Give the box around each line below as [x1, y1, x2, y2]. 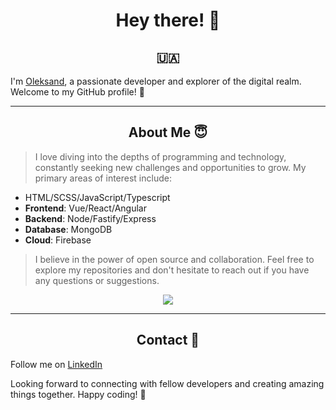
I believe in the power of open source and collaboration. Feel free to [34, 253, 315, 265]
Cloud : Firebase [24, 234, 92, 246]
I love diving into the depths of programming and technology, [34, 150, 287, 163]
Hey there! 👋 [115, 9, 221, 32]
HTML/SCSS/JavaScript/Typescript [24, 191, 171, 203]
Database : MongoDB [24, 223, 113, 235]
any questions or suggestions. [34, 274, 160, 286]
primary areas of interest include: [34, 172, 172, 184]
